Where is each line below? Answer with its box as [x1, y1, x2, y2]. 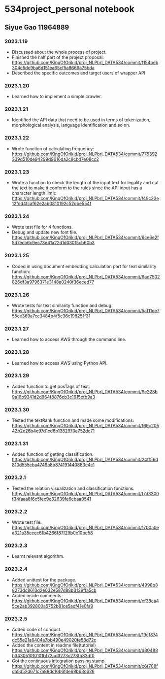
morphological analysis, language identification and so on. [11, 122, 131, 128]
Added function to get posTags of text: [11, 383, 91, 389]
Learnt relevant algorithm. [11, 553, 65, 559]
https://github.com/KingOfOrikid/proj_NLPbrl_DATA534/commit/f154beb [11, 59, 159, 65]
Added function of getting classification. [11, 451, 94, 457]
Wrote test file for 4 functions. [11, 224, 73, 230]
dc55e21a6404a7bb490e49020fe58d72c [11, 637, 97, 643]
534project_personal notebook [4, 3, 135, 15]
